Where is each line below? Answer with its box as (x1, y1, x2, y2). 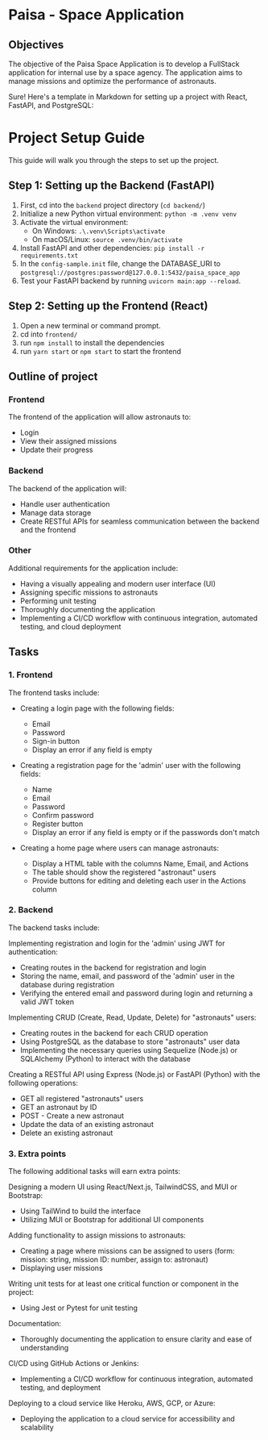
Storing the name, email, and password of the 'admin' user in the (19, 970, 235, 981)
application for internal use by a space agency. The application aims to (8, 68, 243, 77)
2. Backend (8, 904, 54, 916)
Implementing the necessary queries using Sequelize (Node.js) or (19, 1045, 237, 1054)
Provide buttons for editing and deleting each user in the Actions (31, 875, 247, 885)
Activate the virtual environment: (19, 217, 129, 227)
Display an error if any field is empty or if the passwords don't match (31, 827, 260, 837)
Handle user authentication (19, 499, 110, 509)
